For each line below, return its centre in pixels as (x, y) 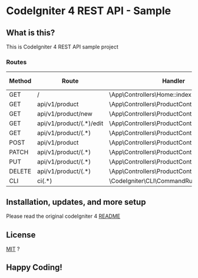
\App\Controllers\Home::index (150, 94)
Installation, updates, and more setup (76, 202)
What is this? (31, 33)
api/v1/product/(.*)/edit (70, 123)
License (21, 235)
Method (20, 81)
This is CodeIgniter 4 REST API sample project (62, 47)
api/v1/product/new (65, 114)
